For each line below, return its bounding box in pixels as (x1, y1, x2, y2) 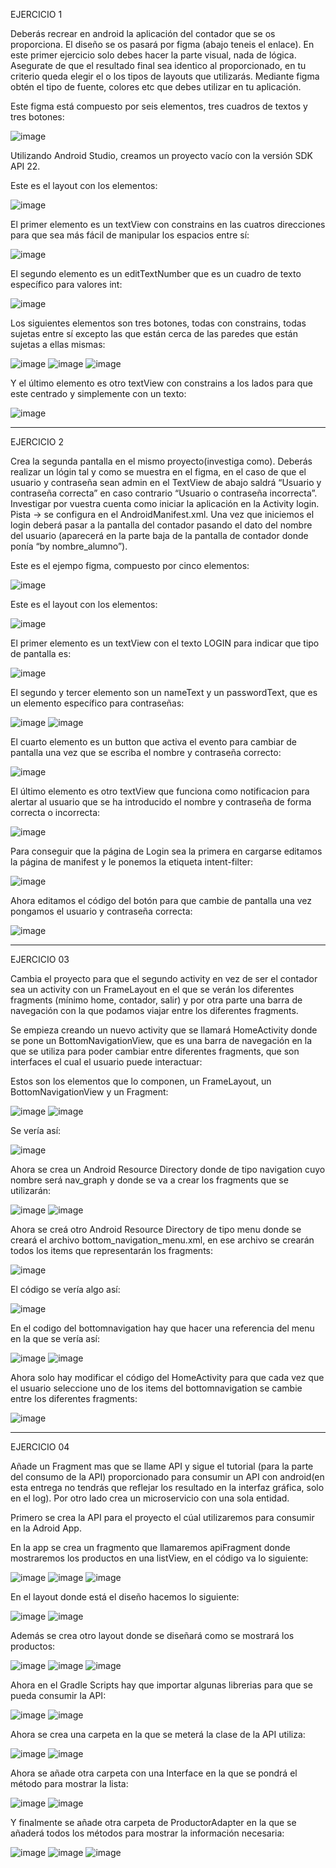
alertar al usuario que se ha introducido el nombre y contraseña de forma (10, 796, 312, 808)
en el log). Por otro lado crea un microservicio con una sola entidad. (10, 1492, 290, 1504)
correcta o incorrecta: (10, 807, 101, 818)
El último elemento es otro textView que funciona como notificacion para (10, 785, 310, 797)
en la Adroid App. (10, 1522, 82, 1534)
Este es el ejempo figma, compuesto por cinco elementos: (10, 560, 250, 571)
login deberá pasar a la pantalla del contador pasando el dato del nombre (10, 519, 313, 531)
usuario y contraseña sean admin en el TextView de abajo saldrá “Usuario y (10, 477, 322, 488)
